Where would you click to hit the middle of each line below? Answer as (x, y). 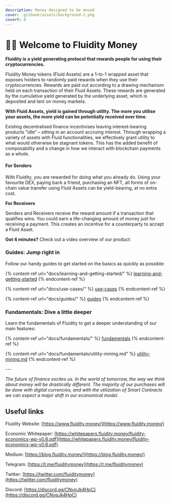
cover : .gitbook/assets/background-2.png (50, 15)
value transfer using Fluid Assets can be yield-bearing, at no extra (87, 188)
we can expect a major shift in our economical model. (62, 395)
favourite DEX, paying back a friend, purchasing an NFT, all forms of (77, 182)
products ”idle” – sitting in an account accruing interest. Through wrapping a (86, 132)
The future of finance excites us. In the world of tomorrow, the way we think (85, 379)
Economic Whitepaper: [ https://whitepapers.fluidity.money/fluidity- (76, 433)
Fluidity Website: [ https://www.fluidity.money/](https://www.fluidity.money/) (85, 424)
